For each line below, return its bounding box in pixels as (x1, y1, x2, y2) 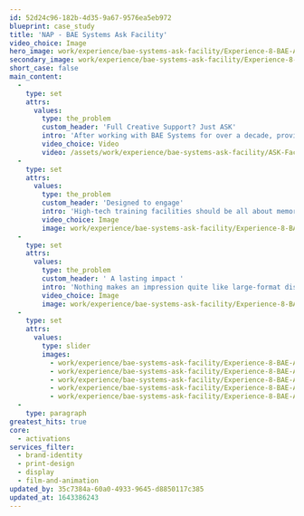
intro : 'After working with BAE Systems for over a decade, (42, 131, 273, 140)
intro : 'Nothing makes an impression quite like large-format (42, 282, 281, 291)
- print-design (17, 459, 75, 469)
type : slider (42, 341, 91, 350)
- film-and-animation (17, 476, 100, 485)
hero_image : (9, 47, 54, 56)
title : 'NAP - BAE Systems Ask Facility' (9, 30, 168, 39)
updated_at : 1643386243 (9, 492, 100, 502)
